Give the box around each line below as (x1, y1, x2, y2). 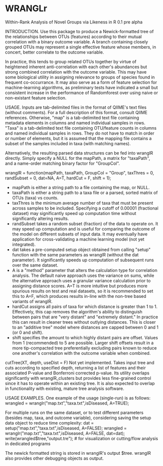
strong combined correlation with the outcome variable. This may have (5, 69, 147, 75)
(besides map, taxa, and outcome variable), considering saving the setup (5, 415, 152, 421)
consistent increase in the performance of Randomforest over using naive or (5, 90, 158, 96)
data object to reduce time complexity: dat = (5, 420, 94, 426)
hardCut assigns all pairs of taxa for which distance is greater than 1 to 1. (12, 303, 158, 310)
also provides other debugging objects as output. (5, 455, 104, 461)
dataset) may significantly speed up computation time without (12, 210, 136, 216)
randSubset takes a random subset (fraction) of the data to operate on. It (12, 220, 158, 227)
